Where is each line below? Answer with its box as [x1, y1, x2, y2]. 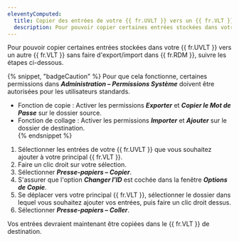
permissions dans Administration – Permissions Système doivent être [7, 80, 215, 88]
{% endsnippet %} [17, 131, 73, 140]
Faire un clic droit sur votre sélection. [17, 160, 127, 169]
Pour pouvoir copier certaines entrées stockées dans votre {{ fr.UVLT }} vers [7, 43, 232, 52]
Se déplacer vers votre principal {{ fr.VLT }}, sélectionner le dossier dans [17, 190, 231, 200]
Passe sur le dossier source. [17, 108, 102, 118]
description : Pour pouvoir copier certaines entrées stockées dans [14, 24, 218, 31]
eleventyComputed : [7, 10, 62, 18]
